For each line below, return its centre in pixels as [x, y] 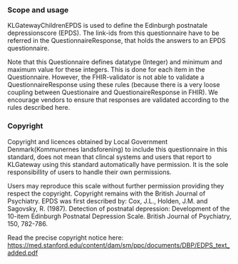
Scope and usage [38, 10]
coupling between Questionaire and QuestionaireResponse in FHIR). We [113, 92]
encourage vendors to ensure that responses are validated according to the [118, 100]
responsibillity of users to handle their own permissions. [90, 172]
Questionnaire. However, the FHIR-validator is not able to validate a [106, 77]
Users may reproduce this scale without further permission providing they [116, 186]
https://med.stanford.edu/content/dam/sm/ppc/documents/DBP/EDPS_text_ [119, 245]
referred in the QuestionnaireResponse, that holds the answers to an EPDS [117, 41]
